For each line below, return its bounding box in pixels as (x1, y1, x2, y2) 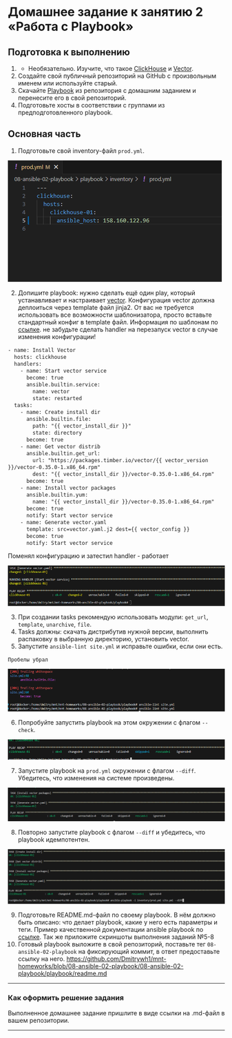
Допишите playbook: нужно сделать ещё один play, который (17, 289, 196, 297)
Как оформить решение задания (8, 993, 125, 1003)
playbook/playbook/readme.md (17, 969, 107, 978)
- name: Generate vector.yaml (20, 519, 107, 526)
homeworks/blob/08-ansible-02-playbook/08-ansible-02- (17, 962, 184, 970)
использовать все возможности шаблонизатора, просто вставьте (17, 311, 212, 319)
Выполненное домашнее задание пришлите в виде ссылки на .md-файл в (8, 1008, 225, 1017)
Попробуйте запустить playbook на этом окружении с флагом (17, 718, 201, 727)
